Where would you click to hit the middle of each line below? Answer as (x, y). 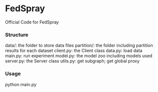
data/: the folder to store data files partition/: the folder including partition (79, 46)
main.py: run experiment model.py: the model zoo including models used (79, 56)
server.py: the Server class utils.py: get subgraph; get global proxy (72, 61)
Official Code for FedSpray (32, 22)
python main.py (21, 84)
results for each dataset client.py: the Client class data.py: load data (74, 51)
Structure (17, 35)
